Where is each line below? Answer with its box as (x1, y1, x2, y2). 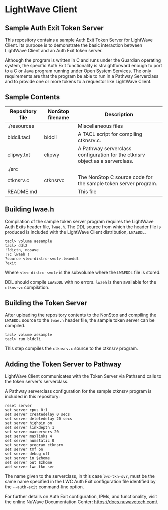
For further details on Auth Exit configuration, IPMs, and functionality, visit (5, 494, 157, 500)
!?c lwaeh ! (5, 252, 30, 257)
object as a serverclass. (78, 157, 134, 164)
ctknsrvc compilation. (5, 284, 50, 290)
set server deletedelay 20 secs (5, 416, 72, 421)
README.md (7, 188, 37, 195)
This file (78, 188, 97, 195)
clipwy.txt (7, 151, 31, 158)
